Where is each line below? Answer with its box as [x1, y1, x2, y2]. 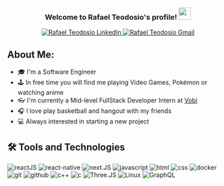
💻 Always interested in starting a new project [17, 117, 150, 126]
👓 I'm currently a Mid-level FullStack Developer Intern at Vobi [17, 96, 198, 105]
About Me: [7, 48, 55, 60]
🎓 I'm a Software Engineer [17, 67, 97, 77]
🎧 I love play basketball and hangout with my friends [17, 107, 172, 115]
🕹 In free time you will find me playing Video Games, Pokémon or [17, 78, 208, 87]
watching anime [17, 88, 64, 97]
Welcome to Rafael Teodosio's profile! [44, 12, 178, 22]
